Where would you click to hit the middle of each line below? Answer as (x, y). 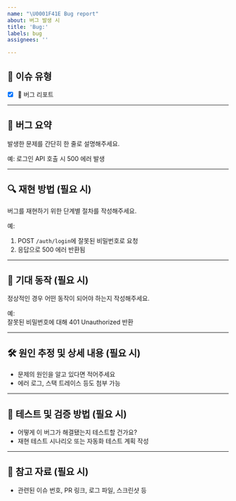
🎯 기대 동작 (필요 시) (48, 281)
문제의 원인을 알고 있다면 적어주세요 (66, 375)
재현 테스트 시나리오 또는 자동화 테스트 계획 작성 (83, 441)
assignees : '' (28, 40)
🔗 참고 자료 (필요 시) (48, 472)
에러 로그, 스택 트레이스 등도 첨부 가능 (69, 383)
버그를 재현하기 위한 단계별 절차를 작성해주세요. (72, 211)
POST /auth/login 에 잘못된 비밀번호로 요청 (78, 240)
